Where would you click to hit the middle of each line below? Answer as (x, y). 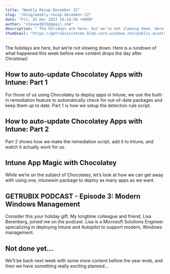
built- (158, 95)
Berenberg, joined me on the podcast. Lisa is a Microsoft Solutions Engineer (84, 222)
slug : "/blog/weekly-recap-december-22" (49, 15)
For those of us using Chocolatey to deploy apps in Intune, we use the (78, 95)
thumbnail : (17, 33)
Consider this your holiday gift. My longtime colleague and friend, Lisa (78, 216)
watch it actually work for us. (35, 147)
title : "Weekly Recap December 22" (43, 10)
